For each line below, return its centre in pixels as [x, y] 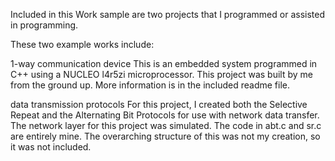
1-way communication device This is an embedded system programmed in [164, 63]
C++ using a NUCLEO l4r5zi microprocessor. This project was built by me [162, 74]
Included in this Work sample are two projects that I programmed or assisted [167, 14]
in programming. [44, 25]
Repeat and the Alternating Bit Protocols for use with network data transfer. [165, 115]
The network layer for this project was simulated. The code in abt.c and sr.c [166, 125]
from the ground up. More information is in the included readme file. [150, 85]
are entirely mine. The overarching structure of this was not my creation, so [165, 136]
